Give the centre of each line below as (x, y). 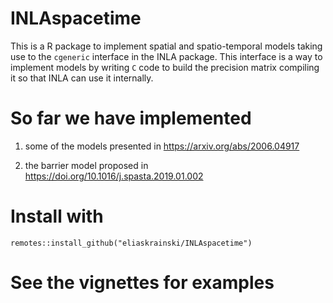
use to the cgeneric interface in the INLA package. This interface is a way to (166, 56)
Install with (57, 216)
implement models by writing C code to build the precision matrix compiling (165, 67)
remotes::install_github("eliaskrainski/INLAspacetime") (131, 243)
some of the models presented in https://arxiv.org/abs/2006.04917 (162, 146)
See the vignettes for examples (142, 283)
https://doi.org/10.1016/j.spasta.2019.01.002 (114, 176)
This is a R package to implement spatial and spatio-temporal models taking (166, 46)
